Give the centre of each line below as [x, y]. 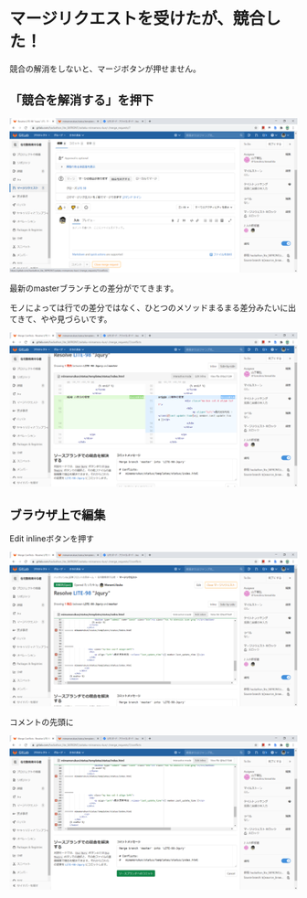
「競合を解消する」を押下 [81, 100]
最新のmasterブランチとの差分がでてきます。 [94, 288]
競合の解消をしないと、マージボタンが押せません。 [105, 69]
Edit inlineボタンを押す [52, 538]
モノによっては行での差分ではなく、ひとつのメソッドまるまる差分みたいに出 [153, 307]
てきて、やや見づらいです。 [61, 319]
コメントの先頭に [42, 722]
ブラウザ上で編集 [58, 514]
